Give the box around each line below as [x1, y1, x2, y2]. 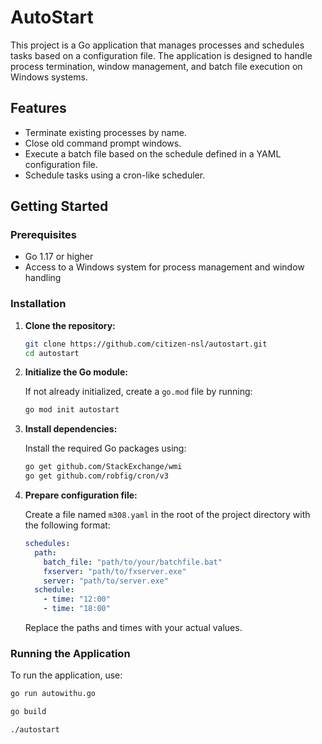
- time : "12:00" [43, 594, 111, 605]
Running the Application [10, 647, 131, 661]
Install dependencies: [24, 423, 118, 435]
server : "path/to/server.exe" [43, 576, 169, 586]
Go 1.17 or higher [24, 251, 94, 263]
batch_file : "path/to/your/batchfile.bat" [43, 557, 223, 567]
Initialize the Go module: [24, 366, 128, 378]
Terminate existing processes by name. [24, 126, 187, 138]
